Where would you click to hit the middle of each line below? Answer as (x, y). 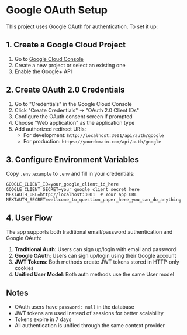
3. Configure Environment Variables (72, 160)
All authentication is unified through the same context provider (90, 325)
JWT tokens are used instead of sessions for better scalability (89, 313)
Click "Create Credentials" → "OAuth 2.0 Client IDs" (77, 110)
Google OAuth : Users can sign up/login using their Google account (95, 256)
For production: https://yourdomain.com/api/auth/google (92, 141)
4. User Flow (29, 218)
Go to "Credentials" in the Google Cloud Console (73, 104)
